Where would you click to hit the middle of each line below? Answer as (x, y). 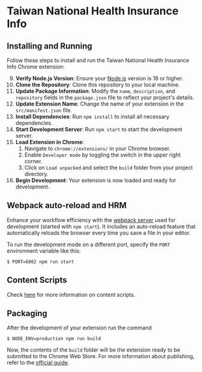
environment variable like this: (44, 251)
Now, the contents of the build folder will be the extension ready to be (94, 350)
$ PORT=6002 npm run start (40, 262)
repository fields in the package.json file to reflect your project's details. (105, 97)
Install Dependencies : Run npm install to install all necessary (92, 116)
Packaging (27, 313)
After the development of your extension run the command (79, 328)
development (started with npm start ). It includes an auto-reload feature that (101, 226)
